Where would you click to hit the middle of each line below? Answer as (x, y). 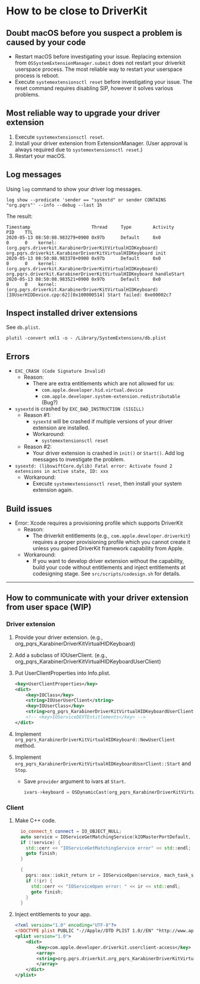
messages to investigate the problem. (79, 459)
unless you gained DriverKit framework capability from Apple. (108, 549)
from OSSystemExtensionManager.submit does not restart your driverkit (100, 63)
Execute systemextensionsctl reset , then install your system (107, 484)
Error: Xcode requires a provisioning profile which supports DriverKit (99, 523)
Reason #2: (37, 447)
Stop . (21, 770)
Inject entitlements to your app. (53, 914)
